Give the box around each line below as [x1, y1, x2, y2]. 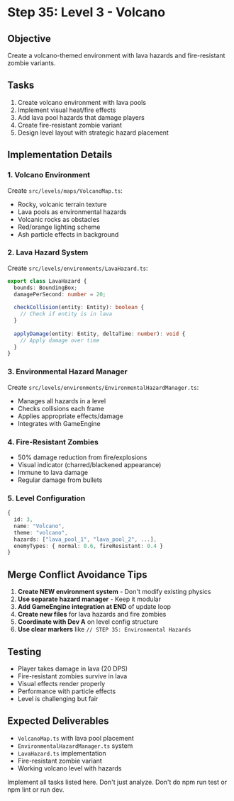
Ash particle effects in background [17, 230, 119, 238]
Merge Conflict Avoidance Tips [7, 568, 147, 581]
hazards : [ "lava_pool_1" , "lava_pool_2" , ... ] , [13, 536, 157, 543]
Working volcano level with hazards [17, 763, 122, 773]
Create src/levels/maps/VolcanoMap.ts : [7, 186, 123, 195]
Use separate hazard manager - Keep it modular [17, 595, 162, 603]
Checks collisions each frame [17, 404, 104, 413]
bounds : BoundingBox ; [13, 284, 78, 291]
